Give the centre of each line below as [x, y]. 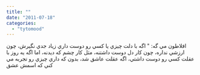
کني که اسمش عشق [30, 65]
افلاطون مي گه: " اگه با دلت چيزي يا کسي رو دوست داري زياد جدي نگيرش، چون [96, 46]
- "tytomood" [28, 29]
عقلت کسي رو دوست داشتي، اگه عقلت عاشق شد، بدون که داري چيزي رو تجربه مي [101, 59]
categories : [21, 23]
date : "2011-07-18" [31, 18]
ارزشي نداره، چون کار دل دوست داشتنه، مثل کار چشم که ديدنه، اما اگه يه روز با [95, 53]
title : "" [19, 12]
